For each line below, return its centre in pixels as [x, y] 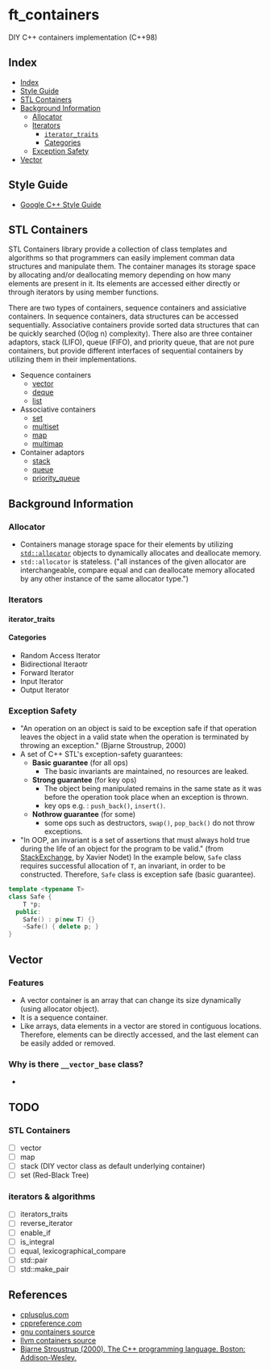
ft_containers [54, 15]
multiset [45, 427]
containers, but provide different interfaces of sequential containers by [126, 351]
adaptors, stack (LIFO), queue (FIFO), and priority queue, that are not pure [132, 342]
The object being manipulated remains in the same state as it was [153, 789]
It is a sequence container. [64, 1017]
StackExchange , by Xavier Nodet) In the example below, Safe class [131, 857]
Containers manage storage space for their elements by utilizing [127, 544]
